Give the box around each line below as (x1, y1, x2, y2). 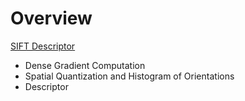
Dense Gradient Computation (24, 59, 146, 71)
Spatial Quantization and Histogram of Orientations (24, 70, 235, 82)
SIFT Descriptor (10, 40, 76, 52)
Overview (10, 7, 93, 30)
